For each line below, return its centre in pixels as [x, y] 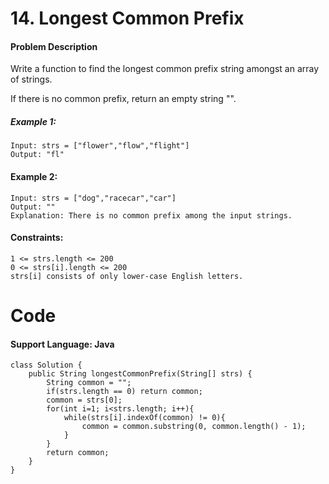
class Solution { [46, 365]
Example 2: [34, 176]
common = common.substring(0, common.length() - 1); [194, 427]
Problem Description [54, 46]
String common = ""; [89, 383]
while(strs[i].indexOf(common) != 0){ [144, 418]
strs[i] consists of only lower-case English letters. [127, 276]
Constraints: [37, 238]
